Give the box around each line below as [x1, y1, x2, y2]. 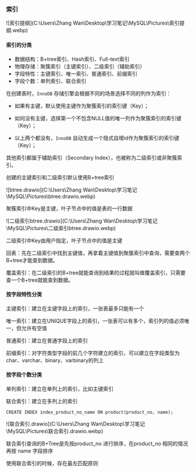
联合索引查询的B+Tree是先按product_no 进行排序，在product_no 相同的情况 [6, 440, 188, 447]
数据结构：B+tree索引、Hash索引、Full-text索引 [14, 55, 130, 63]
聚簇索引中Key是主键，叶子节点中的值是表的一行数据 [6, 204, 133, 211]
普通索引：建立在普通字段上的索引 [6, 337, 88, 344]
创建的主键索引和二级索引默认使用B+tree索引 [6, 173, 115, 181]
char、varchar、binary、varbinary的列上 [6, 356, 104, 363]
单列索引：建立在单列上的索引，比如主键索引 [6, 385, 114, 392]
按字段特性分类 [6, 291, 42, 298]
